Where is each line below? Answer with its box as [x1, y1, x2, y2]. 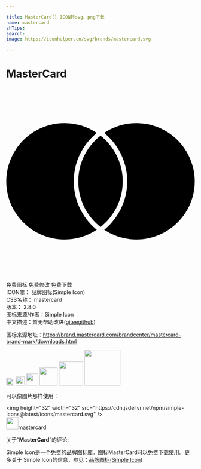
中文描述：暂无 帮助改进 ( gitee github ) [6, 318, 96, 326]
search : [6, 30, 26, 36]
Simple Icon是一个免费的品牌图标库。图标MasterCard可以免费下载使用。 [6, 449, 185, 456]
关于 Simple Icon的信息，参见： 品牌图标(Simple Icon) [11, 456, 143, 464]
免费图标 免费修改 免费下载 [6, 281, 72, 289]
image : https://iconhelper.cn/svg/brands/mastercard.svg [6, 36, 151, 42]
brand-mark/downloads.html [6, 338, 77, 345]
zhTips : [6, 25, 26, 31]
